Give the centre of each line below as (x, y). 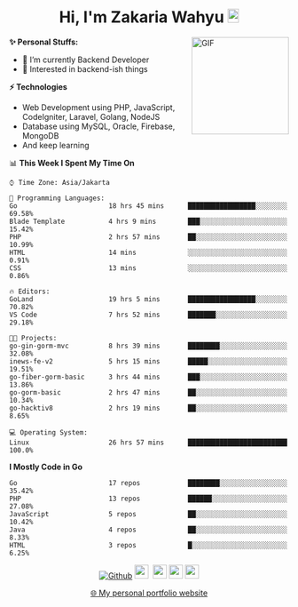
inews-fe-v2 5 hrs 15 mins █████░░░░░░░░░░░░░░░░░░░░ (149, 361)
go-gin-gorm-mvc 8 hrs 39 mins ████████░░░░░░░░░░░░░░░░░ (149, 346)
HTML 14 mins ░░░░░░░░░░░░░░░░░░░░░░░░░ (149, 252)
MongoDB (40, 135)
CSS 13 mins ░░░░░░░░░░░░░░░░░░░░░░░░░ (149, 268)
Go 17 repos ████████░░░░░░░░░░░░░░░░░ (149, 483)
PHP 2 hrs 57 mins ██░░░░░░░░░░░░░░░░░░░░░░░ (149, 237)
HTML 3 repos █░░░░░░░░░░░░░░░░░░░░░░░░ (149, 545)
